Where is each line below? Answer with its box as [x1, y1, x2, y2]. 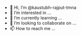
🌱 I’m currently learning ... [9, 15, 62, 20]
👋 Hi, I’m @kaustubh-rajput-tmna [9, 5, 77, 10]
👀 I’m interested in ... [9, 10, 52, 16]
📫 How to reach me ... [9, 26, 55, 31]
